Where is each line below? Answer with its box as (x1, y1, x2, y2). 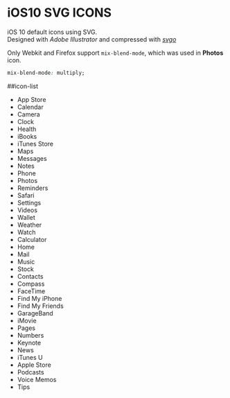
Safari (17, 191, 35, 199)
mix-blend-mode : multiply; (7, 69, 85, 76)
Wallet (17, 213, 36, 221)
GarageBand (17, 309, 53, 317)
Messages (17, 154, 47, 162)
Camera (17, 110, 40, 119)
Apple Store (17, 361, 52, 369)
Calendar (17, 103, 44, 111)
